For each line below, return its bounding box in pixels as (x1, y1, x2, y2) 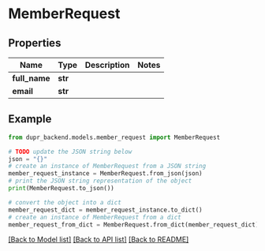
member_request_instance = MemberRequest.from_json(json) (8, 170, 203, 178)
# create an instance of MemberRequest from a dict (8, 213, 181, 221)
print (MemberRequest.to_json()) (8, 185, 114, 193)
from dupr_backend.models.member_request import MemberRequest (8, 133, 221, 141)
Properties (8, 36, 62, 50)
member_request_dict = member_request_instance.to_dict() (8, 206, 203, 214)
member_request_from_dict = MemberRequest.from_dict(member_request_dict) (8, 220, 259, 229)
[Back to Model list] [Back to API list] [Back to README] (8, 234, 189, 245)
